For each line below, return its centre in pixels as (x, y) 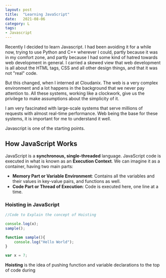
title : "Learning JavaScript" (37, 14)
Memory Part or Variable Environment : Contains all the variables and (83, 176)
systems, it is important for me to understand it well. (58, 119)
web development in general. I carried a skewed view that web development (83, 63)
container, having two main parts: (39, 166)
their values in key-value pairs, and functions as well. (66, 181)
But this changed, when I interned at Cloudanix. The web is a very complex (82, 83)
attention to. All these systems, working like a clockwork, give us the (75, 93)
